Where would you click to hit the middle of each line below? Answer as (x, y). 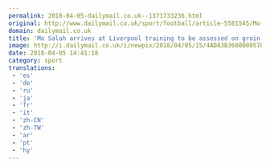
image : (19, 46)
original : (25, 23)
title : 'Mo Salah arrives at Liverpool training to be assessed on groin (135, 38)
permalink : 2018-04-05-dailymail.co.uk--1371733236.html (106, 16)
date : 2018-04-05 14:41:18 (53, 53)
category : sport (35, 61)
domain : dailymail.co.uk (50, 31)
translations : (32, 68)
